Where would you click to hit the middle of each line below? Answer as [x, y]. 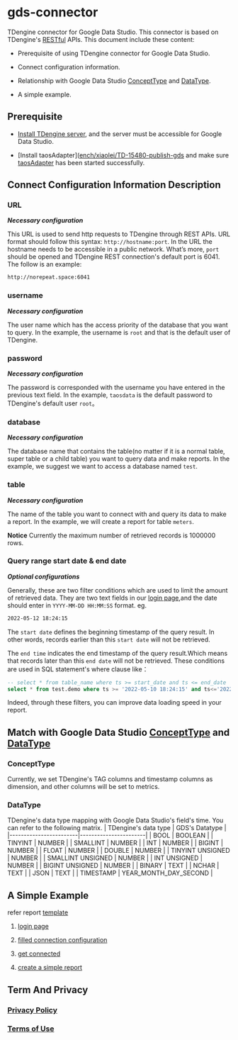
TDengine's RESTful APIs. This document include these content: [101, 39]
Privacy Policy [33, 1010]
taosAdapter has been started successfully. [81, 162]
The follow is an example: [45, 264]
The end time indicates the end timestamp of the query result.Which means [118, 653]
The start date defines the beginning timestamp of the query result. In [111, 632]
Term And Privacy [48, 990]
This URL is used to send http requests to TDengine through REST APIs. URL [119, 234]
